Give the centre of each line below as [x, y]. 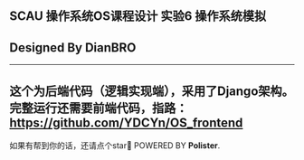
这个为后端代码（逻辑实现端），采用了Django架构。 [152, 91]
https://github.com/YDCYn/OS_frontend [126, 122]
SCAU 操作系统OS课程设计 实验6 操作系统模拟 [138, 16]
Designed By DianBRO [73, 47]
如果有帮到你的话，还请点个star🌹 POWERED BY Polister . [115, 146]
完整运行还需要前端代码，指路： [99, 108]
